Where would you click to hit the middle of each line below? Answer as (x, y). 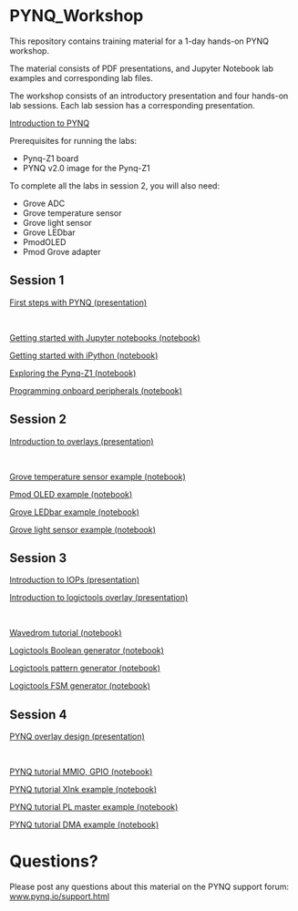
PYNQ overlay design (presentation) (77, 737)
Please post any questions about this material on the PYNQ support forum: (149, 887)
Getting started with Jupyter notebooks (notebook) (105, 337)
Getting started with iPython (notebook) (84, 355)
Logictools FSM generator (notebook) (80, 686)
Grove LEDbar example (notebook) (74, 512)
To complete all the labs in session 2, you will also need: (115, 185)
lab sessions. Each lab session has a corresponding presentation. (132, 105)
